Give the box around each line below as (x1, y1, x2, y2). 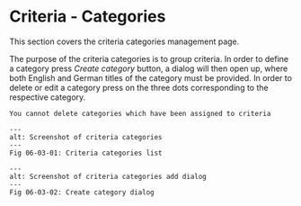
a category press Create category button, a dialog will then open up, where (9, 63, 288, 74)
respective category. (9, 92, 86, 103)
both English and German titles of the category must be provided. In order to (9, 72, 292, 83)
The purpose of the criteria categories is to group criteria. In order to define (9, 53, 289, 64)
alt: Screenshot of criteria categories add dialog (9, 172, 207, 181)
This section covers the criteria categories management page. (9, 36, 240, 47)
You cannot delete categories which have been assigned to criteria (9, 109, 271, 118)
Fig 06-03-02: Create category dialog (9, 187, 155, 197)
